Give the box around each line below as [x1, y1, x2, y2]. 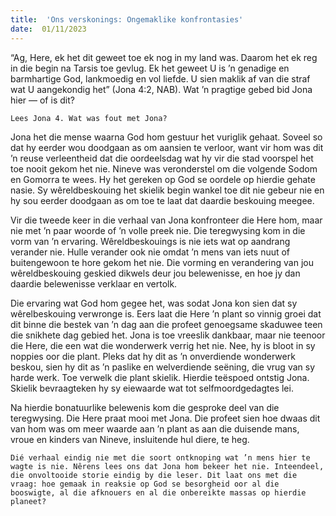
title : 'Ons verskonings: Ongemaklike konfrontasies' [10, 14, 244, 25]
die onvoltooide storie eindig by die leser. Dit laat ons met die [10, 470, 298, 480]
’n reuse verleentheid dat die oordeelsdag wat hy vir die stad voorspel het [10, 152, 314, 164]
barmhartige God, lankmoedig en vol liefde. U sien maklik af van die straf [10, 72, 311, 85]
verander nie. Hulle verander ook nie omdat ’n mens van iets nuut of [10, 246, 291, 258]
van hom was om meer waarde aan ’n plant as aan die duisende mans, [10, 422, 300, 435]
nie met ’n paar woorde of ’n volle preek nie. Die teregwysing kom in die [10, 224, 306, 236]
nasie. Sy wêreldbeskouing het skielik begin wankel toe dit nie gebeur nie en [10, 184, 325, 196]
